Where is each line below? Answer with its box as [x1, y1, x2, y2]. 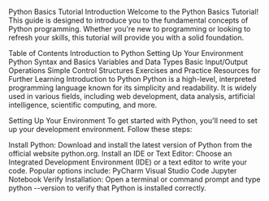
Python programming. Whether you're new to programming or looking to [8, 24, 251, 33]
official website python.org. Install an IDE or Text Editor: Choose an [8, 149, 232, 158]
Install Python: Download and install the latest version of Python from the [8, 140, 253, 149]
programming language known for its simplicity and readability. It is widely [8, 83, 258, 92]
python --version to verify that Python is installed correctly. [8, 183, 207, 193]
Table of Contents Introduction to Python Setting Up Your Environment [8, 49, 244, 58]
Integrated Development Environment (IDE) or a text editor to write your [8, 157, 248, 167]
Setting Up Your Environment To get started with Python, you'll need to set [8, 116, 258, 125]
